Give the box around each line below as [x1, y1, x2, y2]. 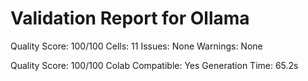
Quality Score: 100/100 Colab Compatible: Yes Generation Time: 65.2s [10, 59, 299, 71]
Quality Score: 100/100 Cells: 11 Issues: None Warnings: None [10, 40, 263, 52]
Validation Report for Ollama [10, 7, 250, 30]
